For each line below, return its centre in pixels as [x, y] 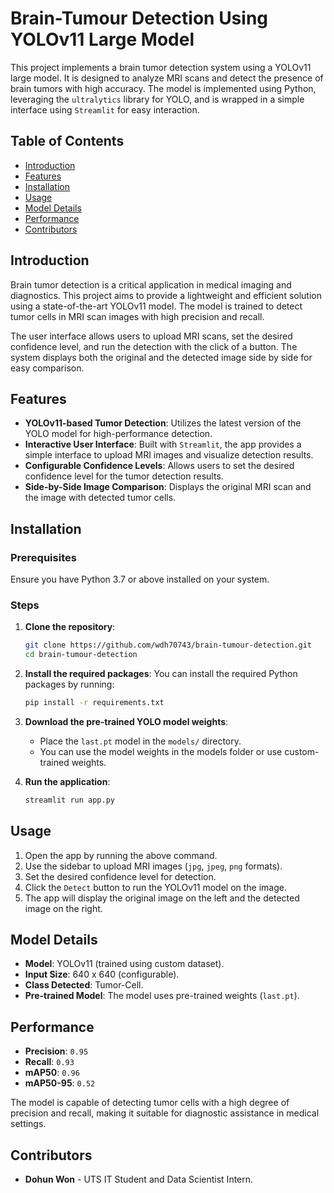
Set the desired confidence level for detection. [120, 876]
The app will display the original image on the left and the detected [162, 898]
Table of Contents [67, 141]
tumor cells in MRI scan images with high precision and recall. [137, 316]
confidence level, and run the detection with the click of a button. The [154, 346]
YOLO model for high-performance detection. [118, 434]
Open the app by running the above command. [121, 855]
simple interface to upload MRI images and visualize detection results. [169, 455]
